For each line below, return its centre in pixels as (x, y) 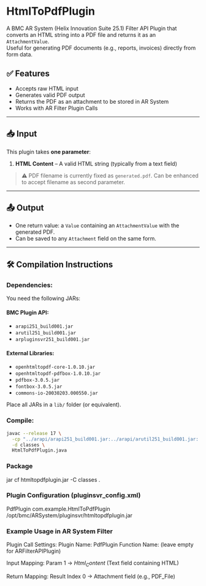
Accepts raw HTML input (47, 88)
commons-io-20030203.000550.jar (56, 393)
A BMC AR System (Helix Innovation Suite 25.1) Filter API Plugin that (92, 28)
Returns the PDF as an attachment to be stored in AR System (92, 101)
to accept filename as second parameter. (73, 182)
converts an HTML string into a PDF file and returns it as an (81, 34)
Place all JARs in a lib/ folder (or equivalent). (64, 405)
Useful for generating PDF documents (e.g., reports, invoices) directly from (101, 48)
